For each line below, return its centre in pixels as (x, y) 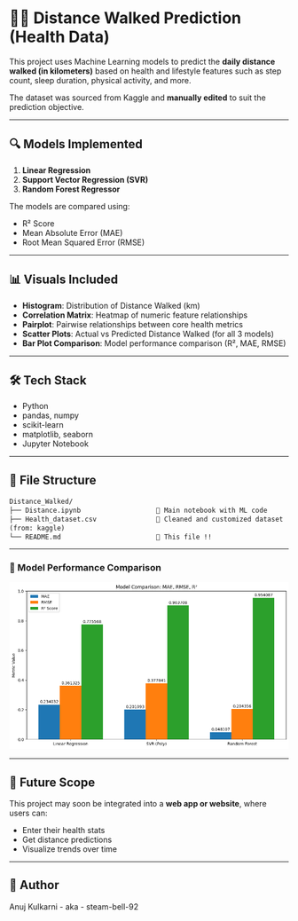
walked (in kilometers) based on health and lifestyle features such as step (145, 71)
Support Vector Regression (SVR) (85, 179)
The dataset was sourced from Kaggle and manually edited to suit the (137, 98)
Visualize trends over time (70, 849)
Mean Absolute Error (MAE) (72, 232)
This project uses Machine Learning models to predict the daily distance (142, 61)
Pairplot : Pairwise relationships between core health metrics (133, 324)
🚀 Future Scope (52, 782)
